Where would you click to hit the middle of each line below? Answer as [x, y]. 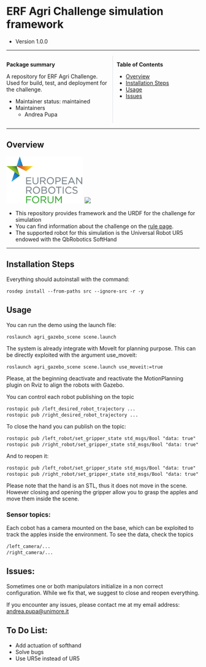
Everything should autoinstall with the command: [68, 279]
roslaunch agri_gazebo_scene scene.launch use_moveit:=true [85, 367]
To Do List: [27, 630]
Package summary [31, 64]
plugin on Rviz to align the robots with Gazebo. [65, 385]
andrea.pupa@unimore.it [38, 611]
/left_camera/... [29, 546]
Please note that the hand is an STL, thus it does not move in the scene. [97, 485]
